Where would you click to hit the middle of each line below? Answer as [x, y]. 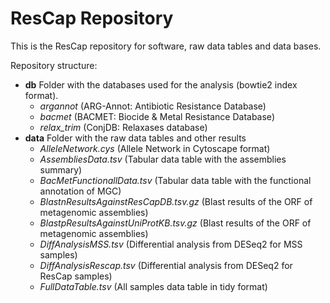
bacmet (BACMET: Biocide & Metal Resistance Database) [157, 116]
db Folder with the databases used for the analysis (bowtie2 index [161, 84]
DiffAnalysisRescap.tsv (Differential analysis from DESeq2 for [166, 265]
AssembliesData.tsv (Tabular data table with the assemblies [163, 159]
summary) [61, 169]
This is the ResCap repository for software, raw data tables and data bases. [166, 46]
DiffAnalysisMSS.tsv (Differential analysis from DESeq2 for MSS [171, 244]
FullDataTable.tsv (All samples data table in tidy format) [153, 286]
